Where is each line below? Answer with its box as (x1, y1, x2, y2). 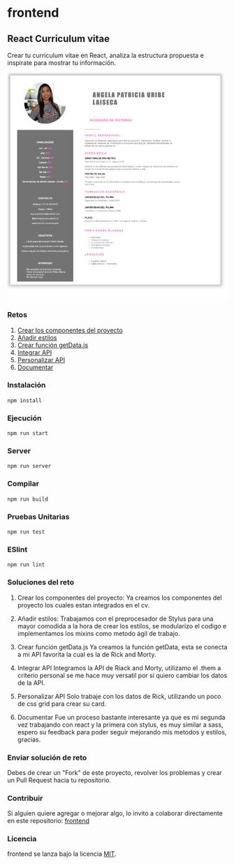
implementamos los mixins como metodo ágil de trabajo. (17, 629, 180, 637)
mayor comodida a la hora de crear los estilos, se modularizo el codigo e (17, 621, 227, 630)
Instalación (7, 380, 46, 390)
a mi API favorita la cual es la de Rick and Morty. (17, 650, 156, 658)
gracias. (17, 735, 41, 744)
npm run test (7, 528, 45, 535)
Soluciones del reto (7, 577, 75, 587)
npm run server (7, 463, 52, 470)
